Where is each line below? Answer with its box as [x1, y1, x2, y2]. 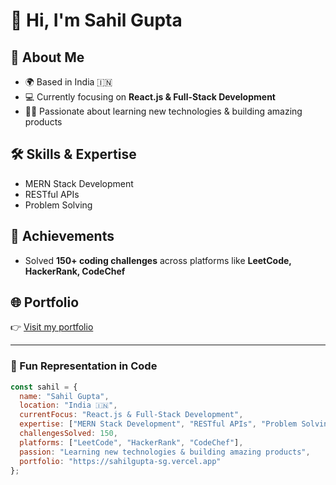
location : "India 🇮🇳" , [19, 400, 118, 411]
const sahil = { [10, 382, 78, 392]
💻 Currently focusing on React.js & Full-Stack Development [24, 91, 276, 103]
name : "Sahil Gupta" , [19, 391, 110, 401]
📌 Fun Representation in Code [10, 359, 158, 373]
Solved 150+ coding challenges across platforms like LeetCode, [24, 254, 292, 266]
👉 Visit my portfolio [10, 321, 94, 333]
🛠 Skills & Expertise [10, 146, 137, 163]
